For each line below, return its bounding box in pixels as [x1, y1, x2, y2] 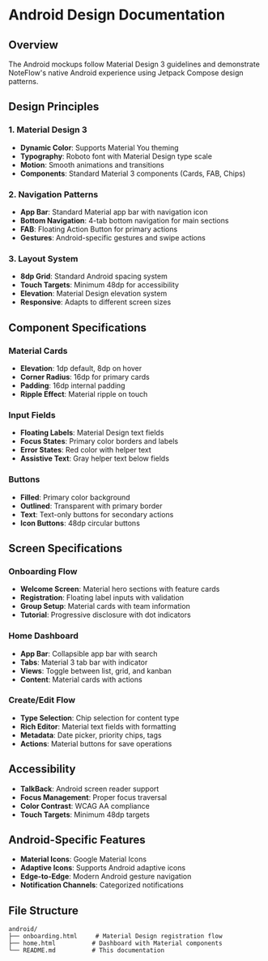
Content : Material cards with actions [19, 674, 143, 684]
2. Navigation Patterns [8, 189, 99, 200]
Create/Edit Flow [8, 695, 75, 706]
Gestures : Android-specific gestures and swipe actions [19, 232, 206, 242]
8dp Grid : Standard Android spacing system [19, 271, 168, 281]
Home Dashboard [8, 630, 79, 641]
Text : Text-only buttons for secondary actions [19, 509, 174, 519]
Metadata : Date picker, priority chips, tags [19, 730, 162, 740]
